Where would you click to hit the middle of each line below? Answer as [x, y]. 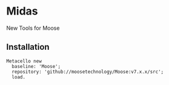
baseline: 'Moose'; [36, 66]
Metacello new [24, 61]
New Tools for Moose [33, 28]
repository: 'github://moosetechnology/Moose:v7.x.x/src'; [88, 72]
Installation [28, 47]
